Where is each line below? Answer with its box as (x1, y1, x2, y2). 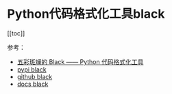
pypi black (16, 65, 47, 74)
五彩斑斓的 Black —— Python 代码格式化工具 (16, 57, 144, 65)
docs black (16, 80, 49, 88)
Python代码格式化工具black (7, 6, 166, 22)
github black (16, 72, 53, 80)
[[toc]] (7, 29, 25, 37)
